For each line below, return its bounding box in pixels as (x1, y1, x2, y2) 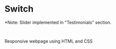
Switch (4, 3, 34, 15)
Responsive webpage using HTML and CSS (4, 38, 93, 44)
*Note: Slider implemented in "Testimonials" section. (4, 19, 112, 25)
